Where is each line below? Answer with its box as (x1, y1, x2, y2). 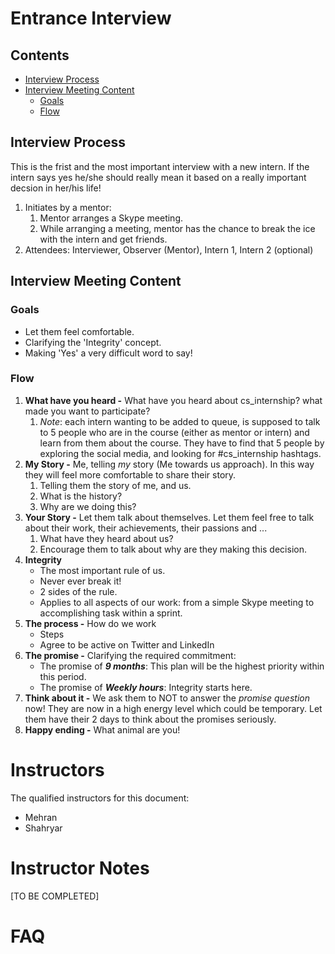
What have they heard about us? (39, 532, 174, 544)
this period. (39, 670, 87, 682)
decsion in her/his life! (10, 182, 102, 194)
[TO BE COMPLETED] (10, 890, 100, 902)
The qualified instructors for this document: (10, 792, 190, 804)
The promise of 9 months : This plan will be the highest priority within (39, 660, 325, 672)
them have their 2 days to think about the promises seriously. (24, 713, 277, 725)
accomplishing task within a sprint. (39, 607, 183, 619)
